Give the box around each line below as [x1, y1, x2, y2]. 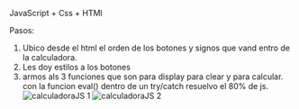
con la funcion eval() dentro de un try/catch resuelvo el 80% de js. [22, 81, 268, 91]
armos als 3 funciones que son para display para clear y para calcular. [22, 71, 284, 82]
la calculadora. [22, 52, 78, 62]
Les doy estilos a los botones [22, 62, 131, 72]
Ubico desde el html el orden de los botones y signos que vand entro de [22, 42, 291, 53]
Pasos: [9, 25, 35, 35]
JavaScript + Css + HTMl [9, 8, 103, 18]
